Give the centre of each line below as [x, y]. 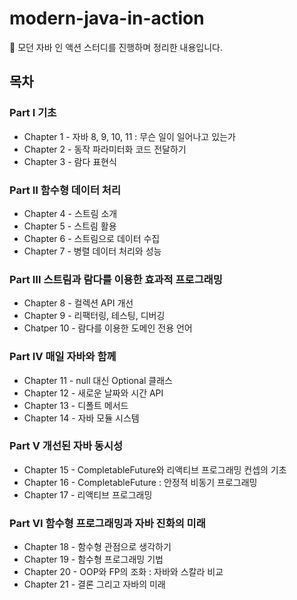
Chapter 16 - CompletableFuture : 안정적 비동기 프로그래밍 [140, 482]
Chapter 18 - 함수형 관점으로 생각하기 [97, 547]
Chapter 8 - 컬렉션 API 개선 [78, 303]
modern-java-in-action [107, 18]
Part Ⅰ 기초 [33, 113]
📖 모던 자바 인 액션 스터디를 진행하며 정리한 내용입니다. [116, 47]
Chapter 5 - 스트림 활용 [70, 226]
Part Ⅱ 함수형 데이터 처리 [65, 190]
